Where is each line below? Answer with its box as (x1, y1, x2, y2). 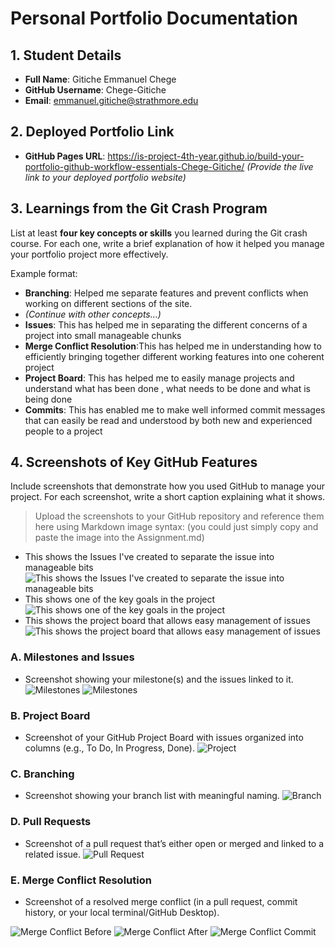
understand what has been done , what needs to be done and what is (24, 382, 311, 394)
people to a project (24, 425, 103, 437)
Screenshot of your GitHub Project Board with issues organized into (24, 732, 304, 744)
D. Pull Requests (10, 815, 92, 829)
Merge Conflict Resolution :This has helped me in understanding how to (24, 340, 322, 352)
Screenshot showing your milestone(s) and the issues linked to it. (24, 673, 294, 685)
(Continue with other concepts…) (24, 308, 162, 320)
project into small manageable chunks (24, 329, 182, 341)
